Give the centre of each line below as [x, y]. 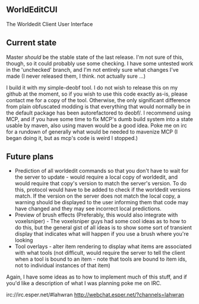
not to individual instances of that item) [63, 265]
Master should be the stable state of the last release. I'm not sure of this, [95, 57]
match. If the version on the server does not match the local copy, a [97, 196]
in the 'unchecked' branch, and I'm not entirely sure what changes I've [93, 69]
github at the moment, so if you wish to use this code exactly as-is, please [97, 94]
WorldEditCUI [32, 10]
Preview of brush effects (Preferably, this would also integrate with [96, 215]
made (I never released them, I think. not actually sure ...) [76, 76]
